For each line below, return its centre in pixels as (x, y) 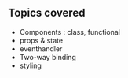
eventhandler (41, 48)
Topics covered (47, 13)
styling (30, 65)
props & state (41, 40)
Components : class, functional (69, 32)
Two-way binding (48, 57)
